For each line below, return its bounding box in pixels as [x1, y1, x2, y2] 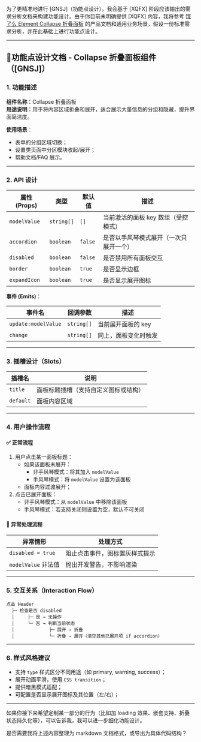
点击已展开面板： [14, 491, 57, 498]
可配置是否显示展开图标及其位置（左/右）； [14, 691, 120, 698]
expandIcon [9, 277, 40, 283]
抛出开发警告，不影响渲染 [65, 560, 138, 569]
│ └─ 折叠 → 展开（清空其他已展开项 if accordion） [11, 633, 163, 639]
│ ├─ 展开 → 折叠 [11, 626, 84, 633]
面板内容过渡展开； [23, 483, 72, 491]
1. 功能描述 [6, 83, 37, 92]
